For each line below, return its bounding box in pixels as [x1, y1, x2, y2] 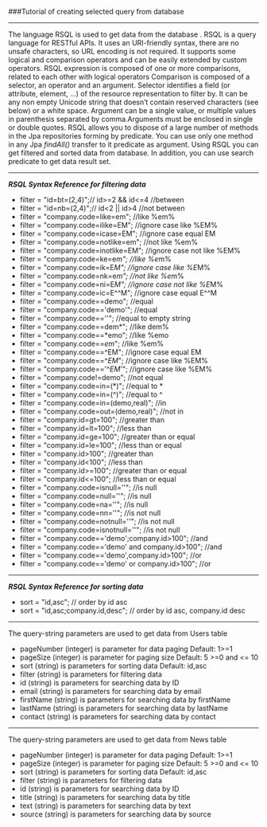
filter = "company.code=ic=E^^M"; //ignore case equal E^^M [19, 288, 217, 297]
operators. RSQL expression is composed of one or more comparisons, [8, 64, 241, 73]
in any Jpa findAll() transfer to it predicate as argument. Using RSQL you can [8, 139, 259, 149]
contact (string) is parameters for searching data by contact [19, 712, 216, 721]
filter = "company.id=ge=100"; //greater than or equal [19, 432, 195, 441]
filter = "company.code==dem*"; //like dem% [19, 322, 169, 331]
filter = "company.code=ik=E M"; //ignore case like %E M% [19, 263, 211, 272]
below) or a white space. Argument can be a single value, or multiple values [8, 106, 257, 115]
